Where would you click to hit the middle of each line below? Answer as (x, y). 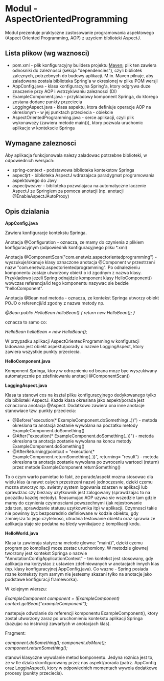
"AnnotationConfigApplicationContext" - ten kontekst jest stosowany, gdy (79, 559)
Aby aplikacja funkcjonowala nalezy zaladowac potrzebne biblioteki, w (76, 155)
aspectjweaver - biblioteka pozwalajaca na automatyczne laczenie (79, 185)
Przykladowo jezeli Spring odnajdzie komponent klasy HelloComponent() (79, 278)
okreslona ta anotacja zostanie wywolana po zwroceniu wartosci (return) (85, 462)
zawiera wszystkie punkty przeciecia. (43, 352)
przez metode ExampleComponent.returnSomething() (66, 467)
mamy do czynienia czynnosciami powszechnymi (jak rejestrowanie (73, 503)
